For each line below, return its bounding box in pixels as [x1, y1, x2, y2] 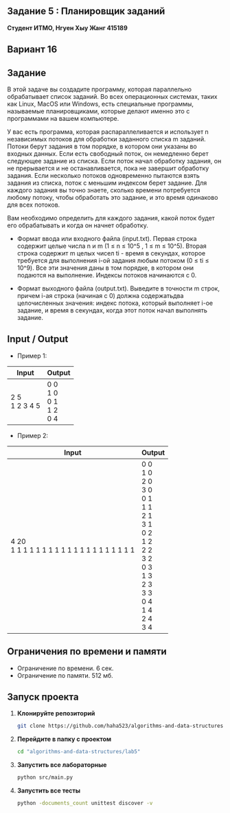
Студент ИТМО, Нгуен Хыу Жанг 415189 [7, 23, 128, 32]
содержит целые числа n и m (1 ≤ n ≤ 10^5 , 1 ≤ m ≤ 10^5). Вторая [16, 242, 207, 250]
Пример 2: [16, 431, 49, 439]
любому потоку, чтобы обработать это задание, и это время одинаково [7, 194, 218, 202]
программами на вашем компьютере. [7, 115, 119, 123]
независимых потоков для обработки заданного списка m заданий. [7, 135, 206, 144]
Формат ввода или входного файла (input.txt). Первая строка [16, 235, 197, 243]
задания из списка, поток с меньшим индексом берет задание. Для [7, 179, 207, 187]
